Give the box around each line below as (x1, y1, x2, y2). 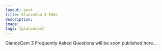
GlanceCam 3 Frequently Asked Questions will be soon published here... (5, 40, 157, 46)
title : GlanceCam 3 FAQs (5, 12, 58, 17)
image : (5, 21, 19, 27)
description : (5, 17, 33, 22)
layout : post (5, 7, 33, 13)
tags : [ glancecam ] (5, 26, 44, 31)
